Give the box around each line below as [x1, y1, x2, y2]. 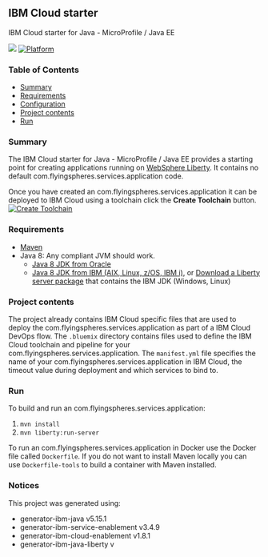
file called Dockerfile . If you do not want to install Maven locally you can [8, 451, 247, 461]
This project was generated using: [8, 498, 122, 507]
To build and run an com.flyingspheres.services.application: [8, 403, 206, 413]
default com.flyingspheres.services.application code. [8, 171, 184, 181]
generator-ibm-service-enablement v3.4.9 [19, 522, 160, 531]
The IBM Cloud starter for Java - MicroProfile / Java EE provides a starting [8, 154, 254, 164]
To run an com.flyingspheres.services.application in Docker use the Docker [8, 443, 257, 453]
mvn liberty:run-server [19, 429, 100, 437]
